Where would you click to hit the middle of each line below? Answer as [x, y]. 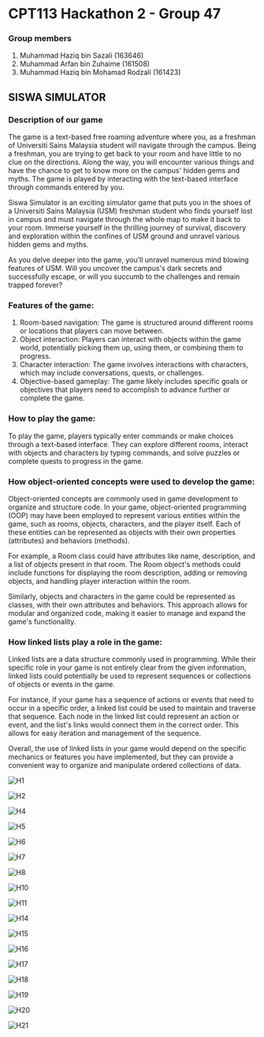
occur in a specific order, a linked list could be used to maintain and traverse [132, 708]
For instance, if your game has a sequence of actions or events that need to [131, 700]
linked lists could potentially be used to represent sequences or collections [130, 676]
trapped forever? [35, 285]
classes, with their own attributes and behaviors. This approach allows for [128, 605]
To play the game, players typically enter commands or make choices [121, 436]
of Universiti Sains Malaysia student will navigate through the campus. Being [132, 145]
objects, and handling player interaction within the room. [100, 581]
